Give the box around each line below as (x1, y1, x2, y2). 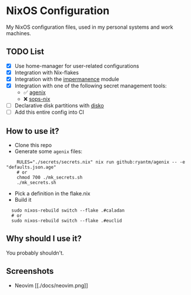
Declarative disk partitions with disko (14, 102, 104, 109)
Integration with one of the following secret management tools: (14, 82, 167, 89)
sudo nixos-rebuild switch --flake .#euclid (11, 218, 122, 223)
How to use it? (6, 126, 59, 136)
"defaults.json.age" (6, 164, 57, 170)
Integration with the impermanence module (14, 75, 119, 83)
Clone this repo (14, 141, 52, 148)
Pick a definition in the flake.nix (14, 189, 91, 197)
